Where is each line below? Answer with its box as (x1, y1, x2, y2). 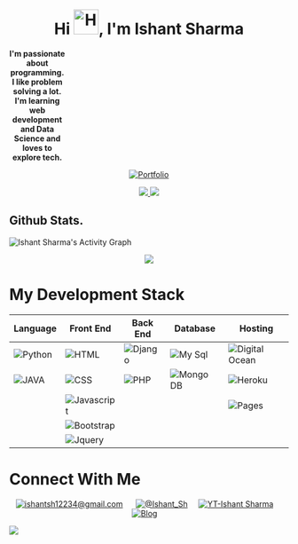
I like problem (12, 76, 63, 87)
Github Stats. (9, 213, 84, 228)
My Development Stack (9, 284, 184, 304)
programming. (10, 67, 65, 77)
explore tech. (12, 152, 63, 162)
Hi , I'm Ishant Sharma (54, 19, 244, 39)
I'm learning (14, 95, 60, 106)
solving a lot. (12, 85, 62, 97)
